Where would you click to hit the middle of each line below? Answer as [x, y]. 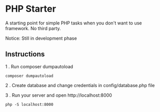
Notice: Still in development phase [41, 38]
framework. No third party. [33, 28]
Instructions [25, 54]
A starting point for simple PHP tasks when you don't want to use [74, 23]
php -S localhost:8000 [29, 104]
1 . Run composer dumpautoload [39, 66]
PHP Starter [31, 9]
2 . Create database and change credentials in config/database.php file [80, 85]
